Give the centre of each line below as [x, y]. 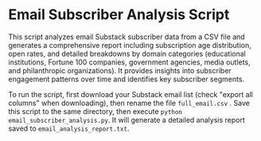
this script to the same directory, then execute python [95, 111]
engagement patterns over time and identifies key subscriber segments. [127, 79]
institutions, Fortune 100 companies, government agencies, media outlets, [129, 62]
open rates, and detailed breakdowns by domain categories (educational [127, 53]
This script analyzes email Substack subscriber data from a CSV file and [127, 37]
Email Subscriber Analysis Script [119, 15]
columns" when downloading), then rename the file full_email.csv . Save [129, 103]
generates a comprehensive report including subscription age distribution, [130, 45]
